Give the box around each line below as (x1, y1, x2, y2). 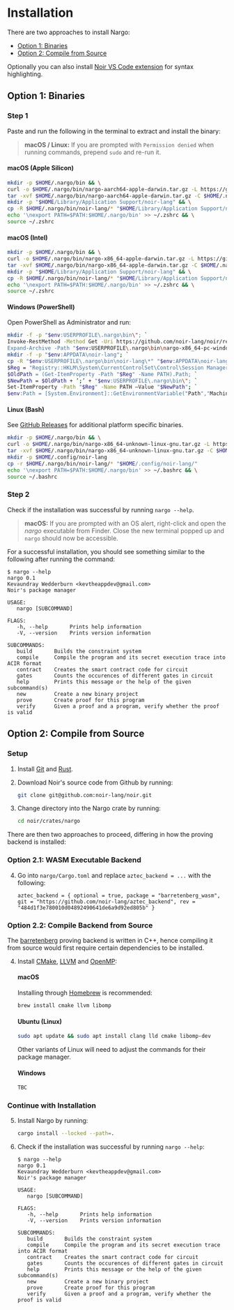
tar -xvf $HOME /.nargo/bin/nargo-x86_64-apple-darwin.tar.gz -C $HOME (7, 262, 217, 269)
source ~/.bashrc (7, 473, 58, 480)
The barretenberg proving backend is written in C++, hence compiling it (7, 936, 214, 944)
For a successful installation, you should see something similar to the (7, 547, 205, 556)
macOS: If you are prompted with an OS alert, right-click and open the (24, 519, 226, 528)
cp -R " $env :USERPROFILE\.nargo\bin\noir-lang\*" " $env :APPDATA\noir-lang (7, 357, 229, 364)
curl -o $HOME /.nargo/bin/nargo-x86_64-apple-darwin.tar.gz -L (7, 255, 195, 262)
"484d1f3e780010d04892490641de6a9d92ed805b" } (17, 904, 155, 911)
